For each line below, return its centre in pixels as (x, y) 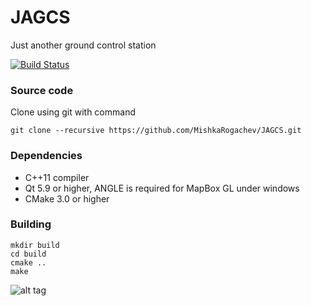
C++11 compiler (57, 177)
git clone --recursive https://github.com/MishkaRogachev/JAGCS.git (156, 131)
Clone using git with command (73, 112)
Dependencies (46, 156)
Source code (42, 90)
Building (31, 224)
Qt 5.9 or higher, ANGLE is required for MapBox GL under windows (162, 188)
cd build (28, 254)
